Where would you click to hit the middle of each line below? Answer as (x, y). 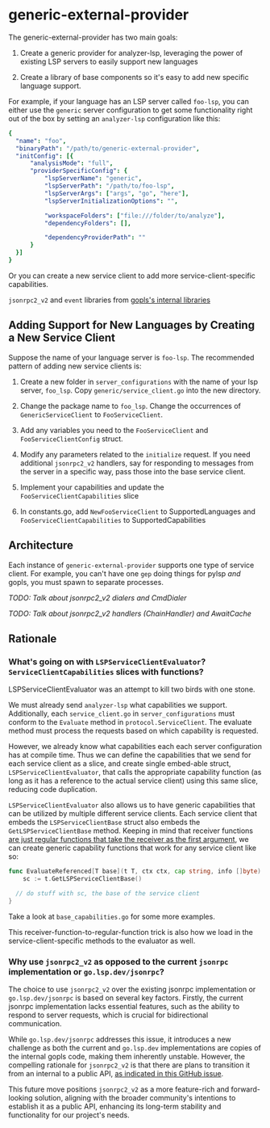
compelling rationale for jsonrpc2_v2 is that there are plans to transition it (129, 1065)
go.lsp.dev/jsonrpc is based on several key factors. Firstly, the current (126, 998)
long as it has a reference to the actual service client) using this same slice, (133, 781)
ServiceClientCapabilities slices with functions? (106, 671)
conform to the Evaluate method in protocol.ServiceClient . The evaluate (130, 722)
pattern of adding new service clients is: (75, 366)
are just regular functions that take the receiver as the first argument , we (129, 840)
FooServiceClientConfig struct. (71, 439)
